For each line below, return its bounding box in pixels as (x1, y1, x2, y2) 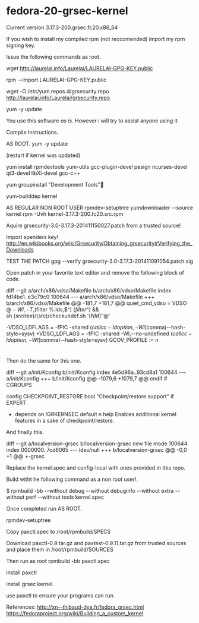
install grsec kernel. (6, 581, 55, 588)
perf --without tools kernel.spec (26, 493, 104, 501)
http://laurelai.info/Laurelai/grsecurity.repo (6, 94, 110, 101)
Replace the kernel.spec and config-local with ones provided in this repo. (6, 464, 186, 471)
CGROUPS (6, 382, 32, 389)
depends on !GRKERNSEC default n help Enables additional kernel (14, 411, 177, 418)
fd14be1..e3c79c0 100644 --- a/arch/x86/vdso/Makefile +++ (6, 293, 155, 300)
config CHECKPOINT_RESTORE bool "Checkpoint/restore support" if (6, 393, 174, 400)
